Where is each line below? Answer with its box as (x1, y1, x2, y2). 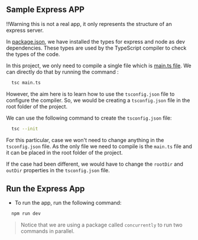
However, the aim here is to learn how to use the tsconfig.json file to (6, 90, 175, 97)
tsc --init (11, 126, 38, 131)
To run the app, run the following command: (14, 199, 122, 206)
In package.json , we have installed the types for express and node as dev (6, 38, 185, 45)
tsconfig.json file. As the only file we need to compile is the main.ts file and (6, 143, 192, 150)
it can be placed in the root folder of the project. (6, 149, 123, 156)
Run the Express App (6, 183, 85, 193)
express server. (6, 27, 44, 34)
